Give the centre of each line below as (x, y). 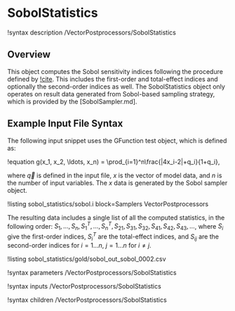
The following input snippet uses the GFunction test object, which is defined (117, 140)
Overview (29, 55)
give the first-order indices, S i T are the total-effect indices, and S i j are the (113, 236)
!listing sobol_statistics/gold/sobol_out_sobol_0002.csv (87, 259)
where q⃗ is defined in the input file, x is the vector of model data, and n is (115, 175)
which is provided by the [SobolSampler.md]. (72, 101)
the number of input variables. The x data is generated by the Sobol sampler (117, 183)
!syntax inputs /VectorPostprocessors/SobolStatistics (84, 286)
